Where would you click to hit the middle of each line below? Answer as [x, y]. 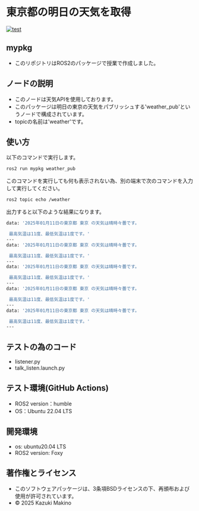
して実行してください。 [35, 188]
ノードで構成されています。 [53, 114]
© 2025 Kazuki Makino [43, 503]
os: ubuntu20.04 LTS [40, 446]
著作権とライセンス [41, 473]
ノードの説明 [30, 84]
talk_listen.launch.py [40, 368]
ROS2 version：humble [43, 404]
